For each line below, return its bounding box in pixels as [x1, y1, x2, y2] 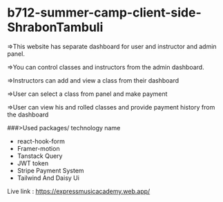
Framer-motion [17, 144, 60, 152]
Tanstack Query [17, 152, 63, 160]
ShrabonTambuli [7, 19, 104, 35]
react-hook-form [17, 137, 66, 145]
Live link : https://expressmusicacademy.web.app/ [7, 187, 151, 195]
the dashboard [7, 110, 49, 119]
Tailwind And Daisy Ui [17, 174, 79, 182]
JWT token [17, 159, 49, 167]
